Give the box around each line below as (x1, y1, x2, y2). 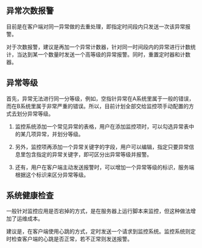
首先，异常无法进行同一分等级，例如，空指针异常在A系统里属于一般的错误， (6, 95, 194, 102)
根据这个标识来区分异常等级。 (14, 171, 89, 178)
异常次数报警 (6, 5, 54, 16)
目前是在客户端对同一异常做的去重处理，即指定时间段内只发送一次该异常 (6, 23, 185, 30)
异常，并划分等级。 (35, 130, 84, 138)
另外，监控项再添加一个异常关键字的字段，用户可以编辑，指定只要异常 (14, 143, 189, 150)
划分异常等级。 (16, 110, 54, 117)
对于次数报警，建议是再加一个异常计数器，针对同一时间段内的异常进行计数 (6, 43, 191, 50)
